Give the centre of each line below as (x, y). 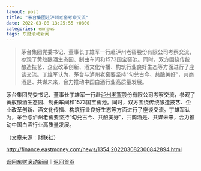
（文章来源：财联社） (32, 137)
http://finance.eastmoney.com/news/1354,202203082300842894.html (94, 149)
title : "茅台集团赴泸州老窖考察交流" (47, 17)
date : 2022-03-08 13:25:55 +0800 (48, 23)
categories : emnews (31, 28)
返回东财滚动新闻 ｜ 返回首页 (40, 162)
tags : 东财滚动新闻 (28, 34)
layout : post (22, 12)
